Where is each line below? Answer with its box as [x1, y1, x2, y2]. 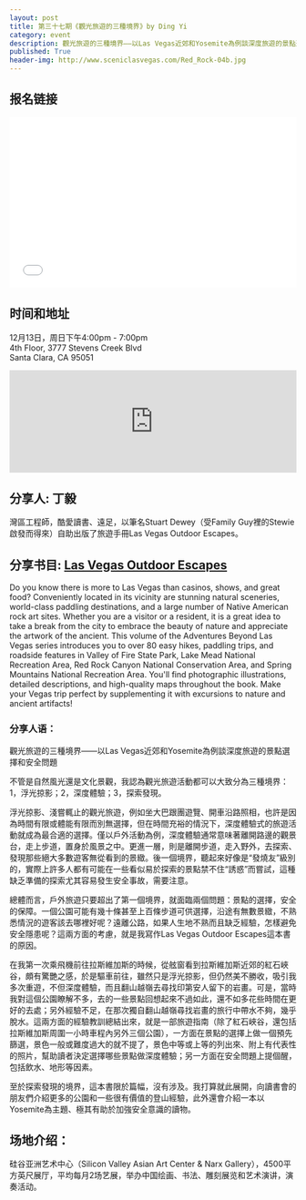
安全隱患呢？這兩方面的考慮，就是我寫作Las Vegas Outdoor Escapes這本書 [9, 928, 291, 939]
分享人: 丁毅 [9, 491, 76, 506]
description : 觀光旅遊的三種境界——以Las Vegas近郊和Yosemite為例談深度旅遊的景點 [9, 38, 296, 48]
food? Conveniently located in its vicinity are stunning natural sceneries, [9, 592, 280, 603]
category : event [9, 30, 71, 39]
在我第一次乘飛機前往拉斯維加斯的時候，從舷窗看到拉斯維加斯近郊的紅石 [9, 959, 280, 970]
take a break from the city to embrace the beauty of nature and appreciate [9, 621, 289, 632]
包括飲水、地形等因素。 [9, 1062, 97, 1073]
